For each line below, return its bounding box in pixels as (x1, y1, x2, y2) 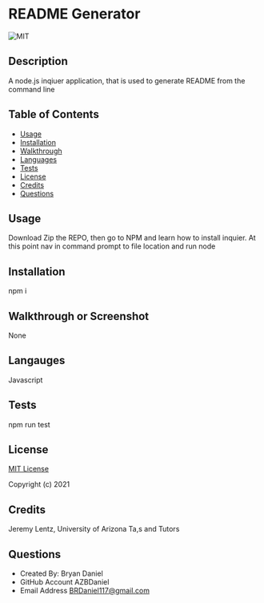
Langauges (8, 354, 66, 367)
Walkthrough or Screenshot (8, 310, 150, 323)
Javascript (8, 374, 43, 385)
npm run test (8, 419, 50, 429)
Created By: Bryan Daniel (19, 569, 104, 578)
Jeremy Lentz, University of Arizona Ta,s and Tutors (8, 524, 180, 534)
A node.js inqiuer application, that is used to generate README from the (8, 75, 246, 85)
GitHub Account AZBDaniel (19, 577, 110, 587)
